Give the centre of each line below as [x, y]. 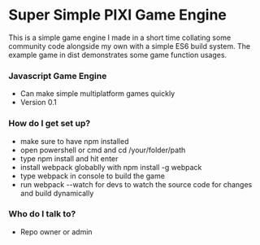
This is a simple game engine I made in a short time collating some [120, 37]
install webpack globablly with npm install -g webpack [111, 167]
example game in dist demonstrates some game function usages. [118, 55]
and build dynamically [57, 193]
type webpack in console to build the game [92, 176]
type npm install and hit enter [69, 158]
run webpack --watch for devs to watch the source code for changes [136, 184]
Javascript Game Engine [58, 76]
